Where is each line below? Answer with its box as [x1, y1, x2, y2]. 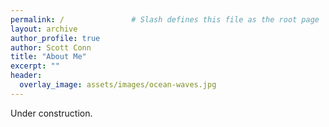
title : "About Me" [10, 52, 87, 62]
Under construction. [10, 107, 93, 119]
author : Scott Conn [10, 42, 92, 53]
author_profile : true [10, 33, 101, 43]
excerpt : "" [10, 61, 60, 71]
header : [10, 71, 43, 81]
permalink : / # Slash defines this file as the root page [10, 14, 320, 25]
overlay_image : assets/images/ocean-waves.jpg [19, 80, 217, 90]
